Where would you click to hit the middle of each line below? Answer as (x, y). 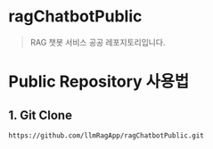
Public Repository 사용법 (99, 82)
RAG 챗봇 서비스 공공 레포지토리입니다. (98, 42)
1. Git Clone (41, 115)
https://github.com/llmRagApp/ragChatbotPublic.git (106, 136)
